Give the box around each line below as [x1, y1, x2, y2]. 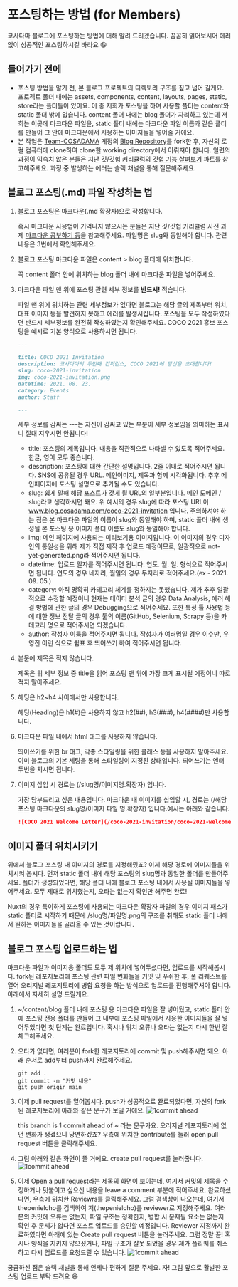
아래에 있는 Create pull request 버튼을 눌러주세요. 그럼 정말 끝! [48, 1230, 224, 1239]
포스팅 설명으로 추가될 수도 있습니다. [58, 480, 160, 489]
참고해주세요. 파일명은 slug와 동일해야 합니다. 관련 [87, 231, 227, 239]
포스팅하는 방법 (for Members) [7, 6, 181, 23]
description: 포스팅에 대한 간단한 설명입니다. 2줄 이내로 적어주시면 [28, 462, 213, 471]
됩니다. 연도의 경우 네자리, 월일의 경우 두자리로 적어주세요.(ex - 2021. [36, 569, 229, 578]
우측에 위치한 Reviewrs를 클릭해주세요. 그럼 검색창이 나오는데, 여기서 [33, 1194, 225, 1203]
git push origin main [17, 1083, 82, 1090]
